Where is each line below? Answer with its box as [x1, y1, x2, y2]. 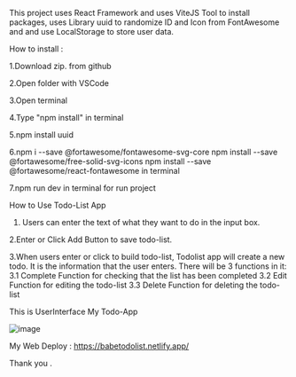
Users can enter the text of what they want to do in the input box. [21, 217, 261, 227]
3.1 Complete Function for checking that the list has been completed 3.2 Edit [9, 271, 288, 280]
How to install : [9, 43, 64, 54]
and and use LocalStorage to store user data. [9, 27, 175, 36]
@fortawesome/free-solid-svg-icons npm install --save [9, 156, 212, 167]
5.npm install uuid [9, 130, 74, 140]
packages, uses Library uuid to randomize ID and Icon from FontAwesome [9, 17, 280, 27]
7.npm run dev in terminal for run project [9, 183, 157, 193]
